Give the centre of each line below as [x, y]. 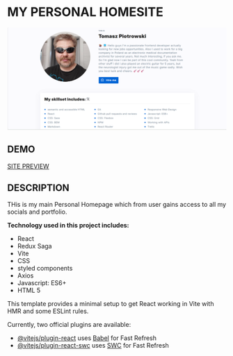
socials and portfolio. [37, 212]
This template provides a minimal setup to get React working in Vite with [111, 304]
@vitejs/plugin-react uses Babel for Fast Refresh [87, 338]
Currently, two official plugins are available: [69, 325]
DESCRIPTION [38, 188]
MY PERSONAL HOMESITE [85, 12]
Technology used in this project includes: [69, 226]
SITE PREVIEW [29, 166]
